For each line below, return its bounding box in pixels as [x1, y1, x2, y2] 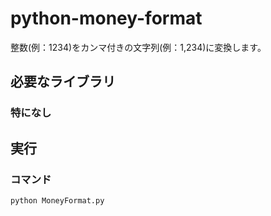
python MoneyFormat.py [10, 195, 105, 206]
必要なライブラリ [10, 73, 116, 91]
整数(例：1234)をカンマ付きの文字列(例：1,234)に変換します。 [10, 41, 267, 53]
